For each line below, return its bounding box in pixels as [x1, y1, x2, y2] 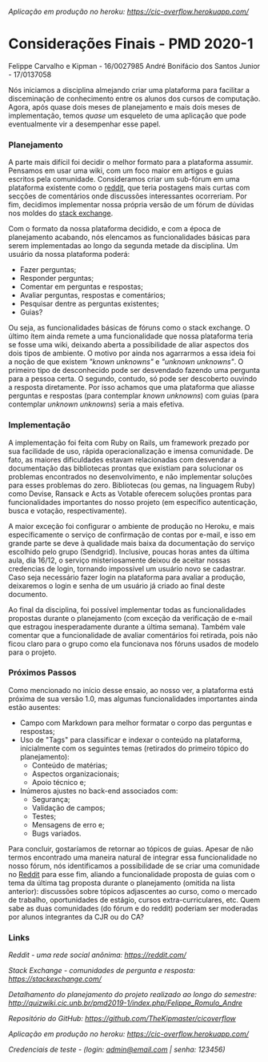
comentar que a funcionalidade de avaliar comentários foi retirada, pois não [8, 630, 258, 639]
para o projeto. [8, 647, 58, 657]
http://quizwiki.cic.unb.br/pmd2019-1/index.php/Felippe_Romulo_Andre [8, 998, 242, 1008]
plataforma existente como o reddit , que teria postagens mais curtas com [8, 183, 250, 193]
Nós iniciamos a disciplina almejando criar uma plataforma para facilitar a [8, 85, 250, 94]
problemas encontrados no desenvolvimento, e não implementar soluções [8, 471, 254, 481]
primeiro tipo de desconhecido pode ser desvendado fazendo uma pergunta [8, 366, 260, 375]
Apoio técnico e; [31, 777, 86, 787]
